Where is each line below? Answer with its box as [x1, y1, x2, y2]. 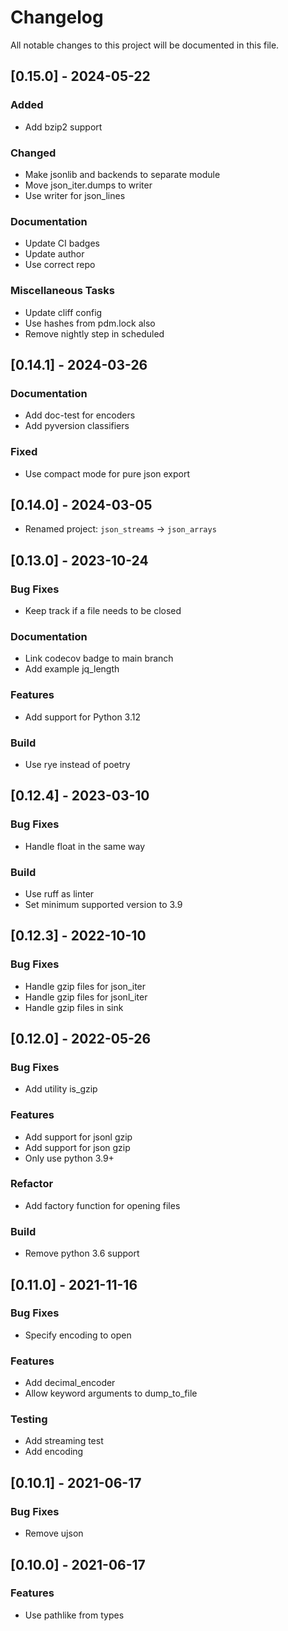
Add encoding [24, 1446, 84, 1458]
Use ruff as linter [24, 887, 95, 900]
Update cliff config [24, 306, 103, 318]
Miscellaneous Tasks [10, 284, 115, 298]
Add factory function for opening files [24, 1199, 181, 1211]
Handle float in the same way [24, 840, 146, 852]
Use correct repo [24, 259, 96, 271]
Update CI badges [24, 237, 100, 250]
